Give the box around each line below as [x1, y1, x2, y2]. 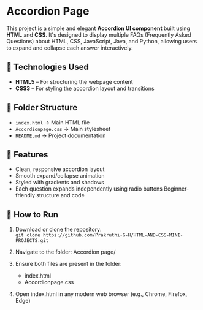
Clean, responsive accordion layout [15, 165, 105, 173]
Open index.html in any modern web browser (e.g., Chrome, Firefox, [15, 290, 188, 298]
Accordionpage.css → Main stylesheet [15, 125, 111, 132]
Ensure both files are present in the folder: [15, 260, 122, 268]
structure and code [36, 192, 85, 199]
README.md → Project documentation [15, 132, 106, 139]
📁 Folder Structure [6, 102, 78, 113]
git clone [15, 232, 41, 238]
